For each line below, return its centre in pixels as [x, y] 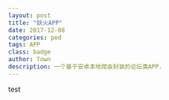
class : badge [30, 52]
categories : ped [35, 37]
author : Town [30, 60]
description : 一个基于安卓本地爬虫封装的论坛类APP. [85, 67]
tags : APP [24, 45]
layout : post [30, 15]
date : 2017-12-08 [37, 30]
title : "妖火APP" [36, 23]
